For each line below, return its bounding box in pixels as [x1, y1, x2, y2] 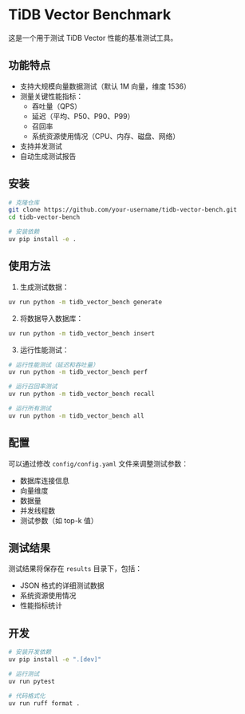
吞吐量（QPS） [31, 101, 82, 111]
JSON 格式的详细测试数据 [19, 581, 105, 590]
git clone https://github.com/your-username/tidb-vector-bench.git [8, 206, 238, 214]
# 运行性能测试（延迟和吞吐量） [8, 361, 99, 369]
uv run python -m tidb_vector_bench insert [8, 329, 156, 337]
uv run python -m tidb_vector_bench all [8, 411, 145, 420]
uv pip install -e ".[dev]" [8, 656, 102, 664]
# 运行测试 [8, 669, 40, 678]
